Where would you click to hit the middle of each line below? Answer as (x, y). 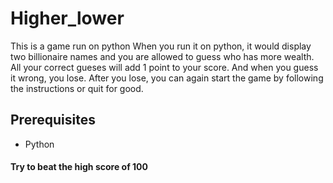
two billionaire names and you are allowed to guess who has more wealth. (162, 56)
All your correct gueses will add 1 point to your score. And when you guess (164, 67)
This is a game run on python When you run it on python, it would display (161, 46)
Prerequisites (53, 120)
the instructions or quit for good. (77, 88)
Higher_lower (67, 18)
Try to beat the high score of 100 (79, 167)
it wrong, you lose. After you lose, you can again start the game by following (167, 78)
